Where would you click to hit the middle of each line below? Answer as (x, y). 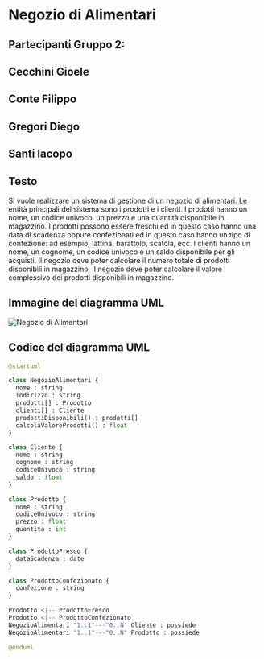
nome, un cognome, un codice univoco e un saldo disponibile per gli (122, 252)
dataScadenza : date (50, 558)
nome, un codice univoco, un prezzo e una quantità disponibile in (116, 217)
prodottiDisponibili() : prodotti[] (77, 418)
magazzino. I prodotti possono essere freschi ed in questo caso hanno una (132, 226)
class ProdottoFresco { (48, 551)
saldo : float (39, 477)
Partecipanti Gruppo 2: (67, 45)
